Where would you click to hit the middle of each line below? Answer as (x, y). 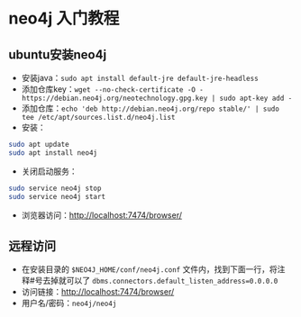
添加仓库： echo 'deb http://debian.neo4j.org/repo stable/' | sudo (150, 108)
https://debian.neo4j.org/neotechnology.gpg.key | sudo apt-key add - (157, 98)
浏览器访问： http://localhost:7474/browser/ (101, 215)
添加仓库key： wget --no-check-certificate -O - (113, 89)
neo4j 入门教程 (64, 18)
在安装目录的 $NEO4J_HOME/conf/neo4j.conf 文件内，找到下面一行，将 (149, 269)
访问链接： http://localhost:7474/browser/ (98, 292)
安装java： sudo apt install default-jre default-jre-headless (140, 78)
